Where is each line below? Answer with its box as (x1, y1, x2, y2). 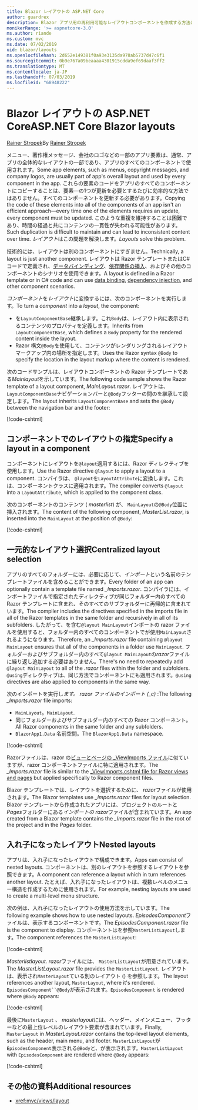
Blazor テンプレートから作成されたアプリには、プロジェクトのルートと (6, 801, 178, 808)
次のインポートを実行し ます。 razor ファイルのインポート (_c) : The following (6, 690, 192, 697)
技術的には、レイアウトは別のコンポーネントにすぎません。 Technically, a (6, 248, 184, 255)
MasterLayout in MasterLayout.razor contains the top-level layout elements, (6, 1031, 189, 1038)
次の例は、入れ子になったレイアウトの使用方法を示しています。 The (6, 905, 170, 912)
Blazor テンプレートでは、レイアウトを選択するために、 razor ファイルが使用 (6, 786, 192, 793)
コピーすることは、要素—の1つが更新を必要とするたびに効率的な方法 (16, 187, 184, 194)
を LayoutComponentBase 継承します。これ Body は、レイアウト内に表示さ (15, 314, 184, 321)
